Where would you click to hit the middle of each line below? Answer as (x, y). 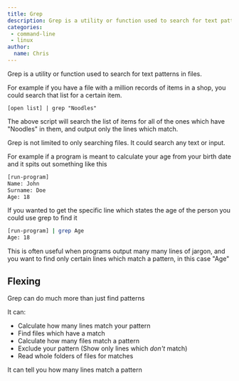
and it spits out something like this (58, 163)
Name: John (23, 183)
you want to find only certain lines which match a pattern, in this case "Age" (118, 259)
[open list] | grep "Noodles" (52, 108)
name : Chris (32, 54)
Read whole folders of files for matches (75, 355)
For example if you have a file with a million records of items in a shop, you (117, 87)
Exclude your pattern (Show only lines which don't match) (102, 348)
